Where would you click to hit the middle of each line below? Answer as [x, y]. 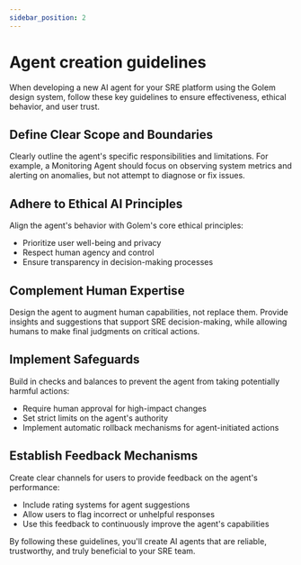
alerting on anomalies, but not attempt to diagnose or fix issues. [127, 176]
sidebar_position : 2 [48, 18]
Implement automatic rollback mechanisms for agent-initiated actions [150, 427]
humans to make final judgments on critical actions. [105, 331]
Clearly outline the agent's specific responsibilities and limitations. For [139, 156]
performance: [35, 487]
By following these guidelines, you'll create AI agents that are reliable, [138, 541]
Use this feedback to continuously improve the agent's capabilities [146, 524]
